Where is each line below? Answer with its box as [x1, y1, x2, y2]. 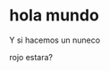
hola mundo [9, 5, 100, 26]
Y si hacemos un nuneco [9, 35, 101, 45]
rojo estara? [9, 51, 54, 62]
